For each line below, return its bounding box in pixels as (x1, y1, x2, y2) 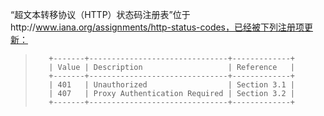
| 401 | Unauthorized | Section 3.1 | (48, 80, 296, 90)
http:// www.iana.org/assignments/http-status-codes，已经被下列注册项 (10, 21, 305, 33)
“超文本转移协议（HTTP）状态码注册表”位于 (10, 9, 191, 20)
